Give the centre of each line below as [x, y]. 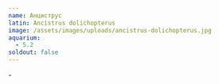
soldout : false [33, 52]
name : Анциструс [35, 15]
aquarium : [25, 38]
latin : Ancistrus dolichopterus [62, 23]
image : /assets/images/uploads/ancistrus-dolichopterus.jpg [110, 30]
